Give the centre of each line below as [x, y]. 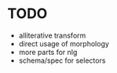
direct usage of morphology [64, 43]
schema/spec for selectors [62, 60]
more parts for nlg [48, 52]
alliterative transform [52, 35]
